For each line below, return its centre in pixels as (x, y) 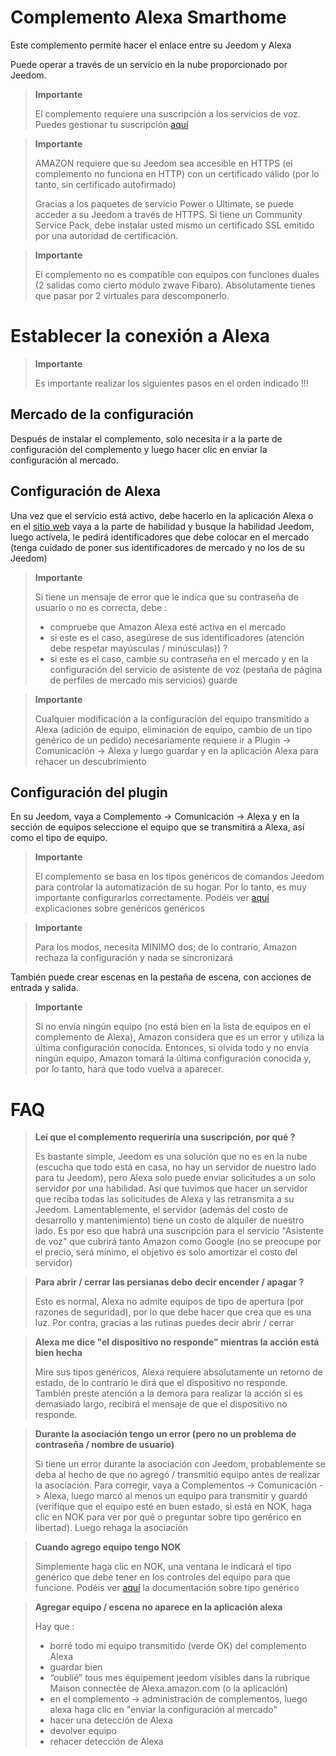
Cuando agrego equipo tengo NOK (108, 1547)
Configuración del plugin (89, 792)
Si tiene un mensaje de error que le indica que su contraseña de (166, 597)
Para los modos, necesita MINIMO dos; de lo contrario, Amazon (166, 947)
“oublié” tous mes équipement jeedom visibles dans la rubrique (180, 1678)
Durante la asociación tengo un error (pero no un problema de (165, 1434)
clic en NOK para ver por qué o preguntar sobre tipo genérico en (168, 1517)
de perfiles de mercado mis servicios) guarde (143, 680)
